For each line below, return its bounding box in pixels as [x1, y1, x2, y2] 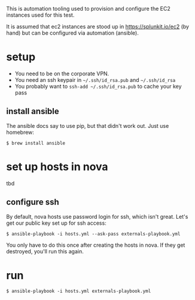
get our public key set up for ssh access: [6, 219, 106, 226]
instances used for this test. [6, 11, 75, 19]
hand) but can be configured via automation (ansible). [6, 29, 139, 36]
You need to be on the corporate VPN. [14, 70, 109, 77]
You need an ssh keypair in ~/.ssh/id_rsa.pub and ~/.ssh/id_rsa [14, 76, 176, 83]
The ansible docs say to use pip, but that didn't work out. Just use [6, 122, 169, 129]
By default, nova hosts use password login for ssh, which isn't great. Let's [6, 213, 188, 220]
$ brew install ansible [6, 140, 66, 146]
